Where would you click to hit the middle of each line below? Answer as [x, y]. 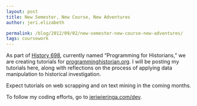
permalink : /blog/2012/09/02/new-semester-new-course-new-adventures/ [95, 33]
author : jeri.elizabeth [35, 22]
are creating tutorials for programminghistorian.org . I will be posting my [93, 62]
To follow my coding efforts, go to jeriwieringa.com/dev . [74, 97]
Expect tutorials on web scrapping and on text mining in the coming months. [99, 85]
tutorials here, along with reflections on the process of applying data [89, 68]
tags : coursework [27, 39]
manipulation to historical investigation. [54, 74]
